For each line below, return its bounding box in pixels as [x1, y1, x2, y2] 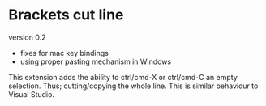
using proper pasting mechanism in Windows [19, 57, 172, 66]
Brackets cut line [8, 6, 124, 24]
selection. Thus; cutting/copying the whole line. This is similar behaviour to [8, 81, 259, 91]
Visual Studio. [8, 89, 55, 99]
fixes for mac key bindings [19, 48, 109, 57]
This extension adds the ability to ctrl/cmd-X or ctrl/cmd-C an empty [8, 72, 238, 82]
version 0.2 [8, 32, 46, 42]
